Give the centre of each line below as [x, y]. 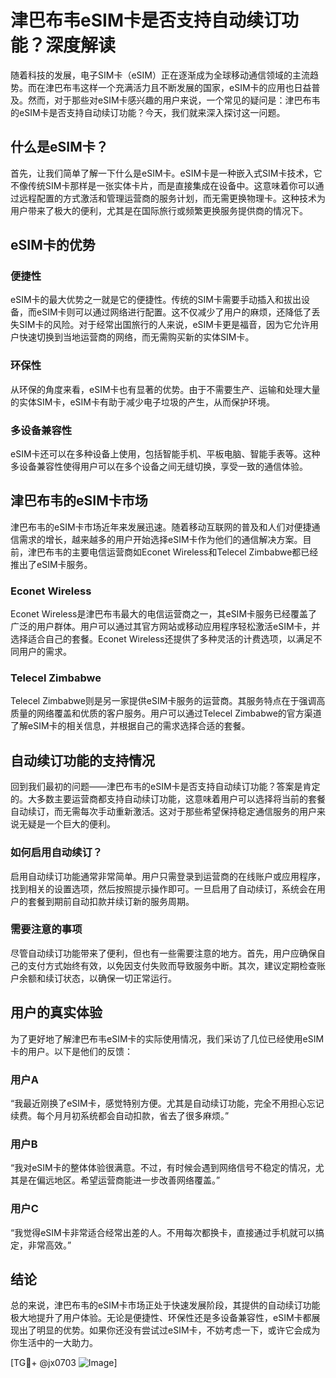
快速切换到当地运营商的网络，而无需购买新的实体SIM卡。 [136, 337]
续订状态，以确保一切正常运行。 [110, 978]
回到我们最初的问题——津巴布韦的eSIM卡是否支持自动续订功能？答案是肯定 [165, 787]
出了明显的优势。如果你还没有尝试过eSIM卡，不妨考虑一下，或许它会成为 [169, 1330]
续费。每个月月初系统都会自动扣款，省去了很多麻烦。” [120, 1115]
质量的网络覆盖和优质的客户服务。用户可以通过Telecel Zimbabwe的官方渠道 [166, 713]
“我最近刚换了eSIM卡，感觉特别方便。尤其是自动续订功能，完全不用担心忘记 [167, 1103]
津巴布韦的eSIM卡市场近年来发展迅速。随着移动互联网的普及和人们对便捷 [161, 527]
